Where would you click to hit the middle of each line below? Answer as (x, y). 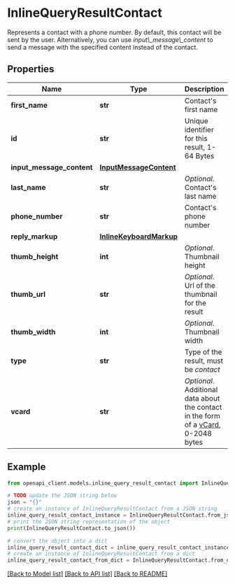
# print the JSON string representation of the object (89, 522)
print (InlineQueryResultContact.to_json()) (72, 528)
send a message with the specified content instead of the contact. (102, 47)
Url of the (200, 285)
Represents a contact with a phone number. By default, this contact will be (114, 32)
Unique (196, 120)
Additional (201, 389)
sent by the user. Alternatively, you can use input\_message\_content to (110, 39)
